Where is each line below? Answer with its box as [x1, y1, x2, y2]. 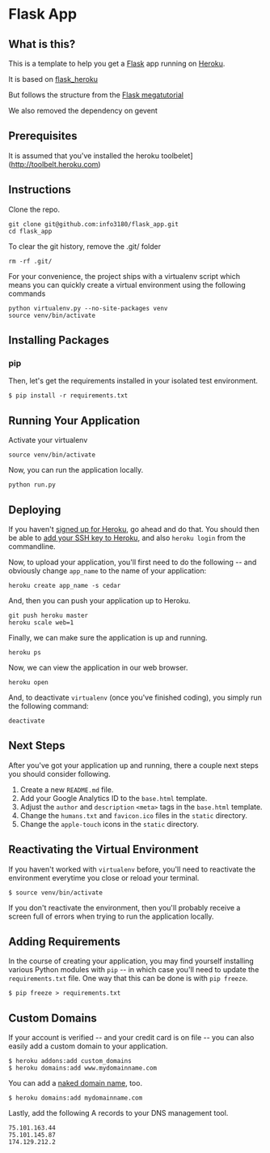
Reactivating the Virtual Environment [8, 842, 199, 856]
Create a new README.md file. [19, 784, 114, 795]
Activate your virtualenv [8, 435, 88, 445]
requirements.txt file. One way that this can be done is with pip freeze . [8, 974, 248, 984]
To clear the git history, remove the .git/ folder [8, 241, 162, 251]
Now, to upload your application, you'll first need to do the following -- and [8, 557, 257, 567]
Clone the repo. [8, 204, 61, 214]
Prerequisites [8, 129, 78, 143]
